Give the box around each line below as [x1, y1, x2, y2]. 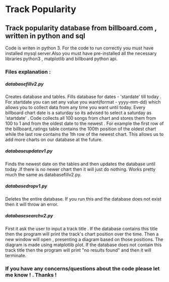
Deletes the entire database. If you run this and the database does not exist [5, 196, 161, 202]
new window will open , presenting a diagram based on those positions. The [5, 236, 163, 242]
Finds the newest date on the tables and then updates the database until [5, 161, 155, 167]
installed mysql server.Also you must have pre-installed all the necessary [5, 51, 157, 56]
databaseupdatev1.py [5, 148, 53, 154]
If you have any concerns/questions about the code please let [5, 265, 160, 272]
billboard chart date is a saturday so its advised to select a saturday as [5, 110, 152, 116]
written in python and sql [5, 31, 86, 40]
